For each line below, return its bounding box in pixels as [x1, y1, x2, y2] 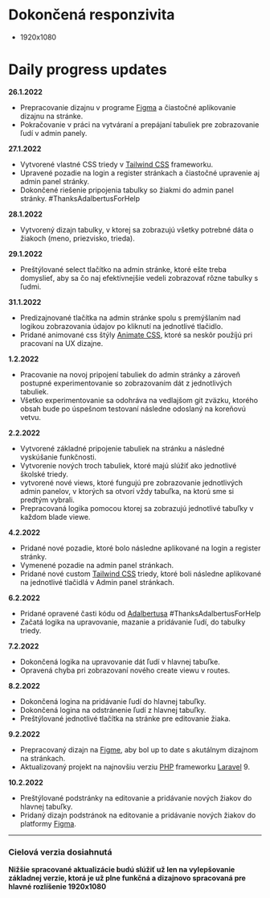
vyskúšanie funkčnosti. [19, 452, 97, 462]
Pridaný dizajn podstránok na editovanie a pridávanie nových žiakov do [19, 810, 256, 820]
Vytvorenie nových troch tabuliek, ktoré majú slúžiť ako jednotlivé [19, 460, 237, 470]
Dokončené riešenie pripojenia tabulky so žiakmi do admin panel [19, 185, 235, 195]
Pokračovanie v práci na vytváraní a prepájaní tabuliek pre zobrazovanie [19, 119, 260, 130]
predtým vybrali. [19, 495, 75, 505]
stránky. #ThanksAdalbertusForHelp [19, 193, 141, 203]
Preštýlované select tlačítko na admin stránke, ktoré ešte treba [19, 264, 227, 274]
